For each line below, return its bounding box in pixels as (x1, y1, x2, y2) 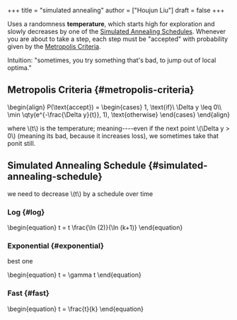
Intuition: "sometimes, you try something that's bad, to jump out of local (7, 56, 216, 64)
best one (7, 257, 33, 265)
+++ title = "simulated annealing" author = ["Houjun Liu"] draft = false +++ (7, 6, 225, 14)
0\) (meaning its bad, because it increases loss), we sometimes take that (7, 131, 219, 140)
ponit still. (7, 139, 36, 147)
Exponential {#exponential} (7, 241, 105, 251)
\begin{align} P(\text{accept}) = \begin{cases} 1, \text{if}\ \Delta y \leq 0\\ (7, 103, 222, 111)
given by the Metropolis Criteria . (7, 42, 101, 50)
